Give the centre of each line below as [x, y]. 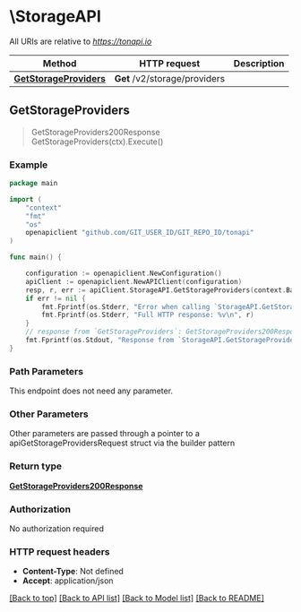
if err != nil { [56, 298]
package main [34, 184]
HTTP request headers [60, 551]
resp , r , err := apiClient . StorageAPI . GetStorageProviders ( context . [156, 290]
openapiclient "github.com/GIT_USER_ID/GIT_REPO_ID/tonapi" [140, 233]
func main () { [36, 257]
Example [29, 165]
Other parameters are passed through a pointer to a [104, 434]
